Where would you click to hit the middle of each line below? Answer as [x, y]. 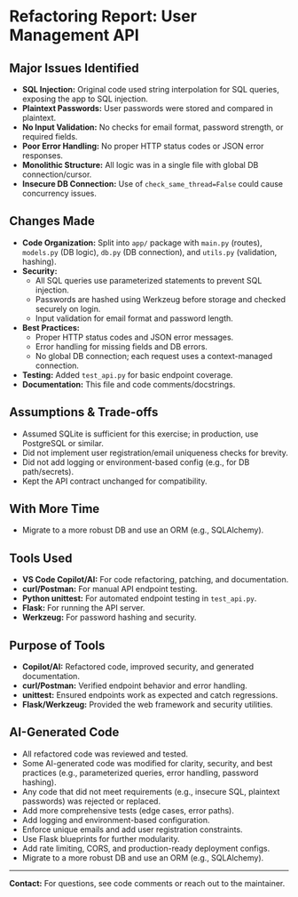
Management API [74, 35]
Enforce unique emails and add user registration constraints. [132, 829]
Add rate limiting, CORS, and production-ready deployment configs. [146, 848]
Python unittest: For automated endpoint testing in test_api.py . [139, 598]
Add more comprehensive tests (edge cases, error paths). [128, 810]
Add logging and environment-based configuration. [116, 820]
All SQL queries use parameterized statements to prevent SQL [149, 280]
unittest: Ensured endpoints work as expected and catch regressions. [150, 695]
